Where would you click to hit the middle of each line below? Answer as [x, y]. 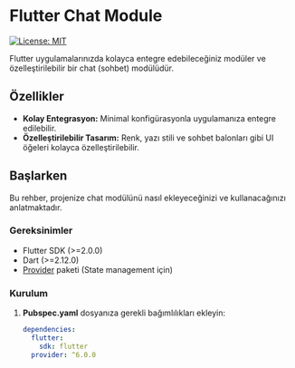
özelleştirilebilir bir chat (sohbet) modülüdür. [92, 68]
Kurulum [29, 293]
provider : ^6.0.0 [64, 354]
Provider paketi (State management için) [98, 269]
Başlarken [38, 176]
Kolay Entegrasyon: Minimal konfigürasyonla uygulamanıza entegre [149, 118]
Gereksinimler [41, 230]
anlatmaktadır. [36, 207]
